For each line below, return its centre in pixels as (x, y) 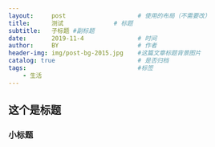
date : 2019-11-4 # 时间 (83, 38)
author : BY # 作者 (83, 46)
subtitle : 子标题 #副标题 (51, 31)
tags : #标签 (81, 68)
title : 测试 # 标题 (71, 23)
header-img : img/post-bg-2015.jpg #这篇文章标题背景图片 (105, 53)
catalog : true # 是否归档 (89, 61)
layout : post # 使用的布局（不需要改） (110, 16)
